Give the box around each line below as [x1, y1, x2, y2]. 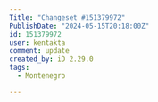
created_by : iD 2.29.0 [9, 55, 94, 64]
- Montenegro [17, 72, 66, 81]
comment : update [9, 47, 70, 55]
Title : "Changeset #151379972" [9, 13, 126, 22]
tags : [9, 64, 29, 72]
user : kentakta [9, 38, 66, 47]
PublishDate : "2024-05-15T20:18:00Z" [9, 21, 150, 30]
